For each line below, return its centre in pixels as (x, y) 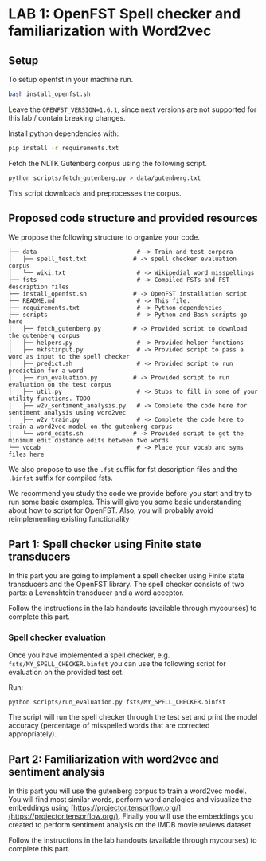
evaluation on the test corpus (60, 385)
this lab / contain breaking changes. (67, 117)
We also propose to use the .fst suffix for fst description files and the (123, 470)
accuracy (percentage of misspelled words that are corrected (109, 726)
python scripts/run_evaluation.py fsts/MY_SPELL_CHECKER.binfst (117, 702)
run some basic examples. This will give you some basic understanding (125, 502)
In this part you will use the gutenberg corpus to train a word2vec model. (127, 791)
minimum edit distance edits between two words (89, 441)
